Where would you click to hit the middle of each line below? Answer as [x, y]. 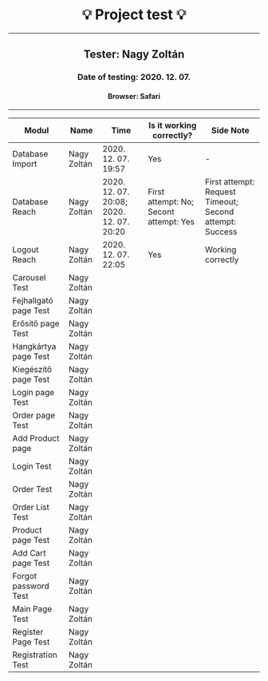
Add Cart [29, 553]
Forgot [25, 576]
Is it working [173, 125]
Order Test [32, 489]
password [31, 586]
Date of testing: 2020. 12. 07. [134, 77]
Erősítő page [36, 323]
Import [25, 164]
